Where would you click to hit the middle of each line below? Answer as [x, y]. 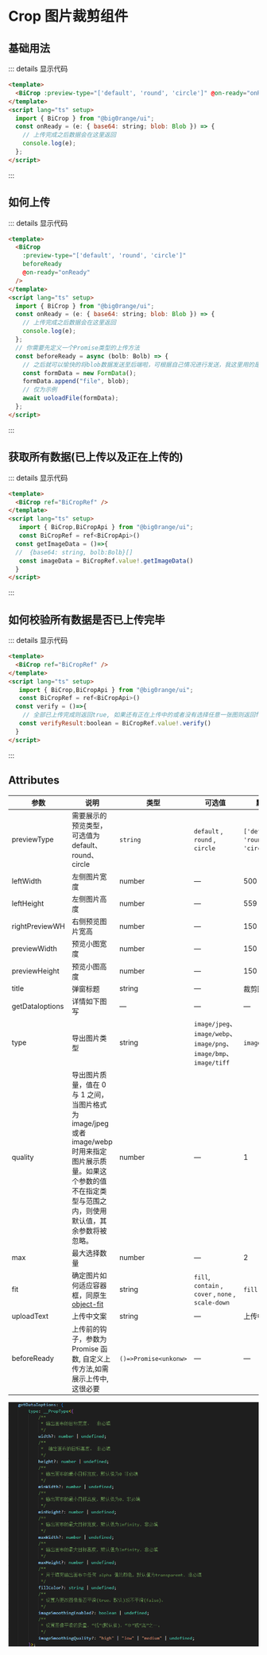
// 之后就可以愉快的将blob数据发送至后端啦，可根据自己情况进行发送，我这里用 [135, 365]
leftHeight [28, 903]
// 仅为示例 [40, 390]
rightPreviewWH [38, 926]
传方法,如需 [90, 1368]
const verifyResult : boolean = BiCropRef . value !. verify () [115, 724]
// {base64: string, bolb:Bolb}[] [74, 552]
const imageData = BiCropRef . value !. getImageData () [106, 561]
